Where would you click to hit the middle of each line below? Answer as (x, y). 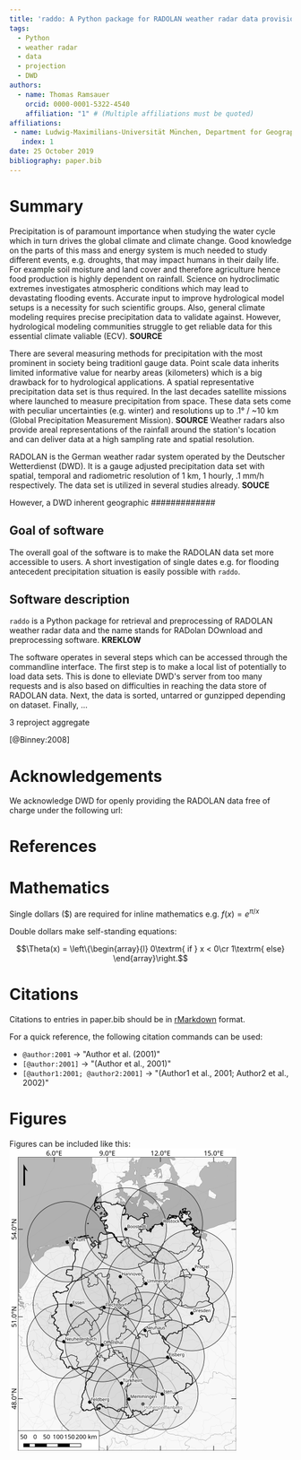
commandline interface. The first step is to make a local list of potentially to (148, 667)
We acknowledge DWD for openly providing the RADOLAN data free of (140, 801)
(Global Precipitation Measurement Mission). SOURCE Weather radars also (147, 420)
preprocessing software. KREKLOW (75, 640)
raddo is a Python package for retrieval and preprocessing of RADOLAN (141, 621)
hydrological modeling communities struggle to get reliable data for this (141, 326)
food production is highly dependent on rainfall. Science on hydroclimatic (145, 279)
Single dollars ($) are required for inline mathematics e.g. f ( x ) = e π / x (134, 913)
